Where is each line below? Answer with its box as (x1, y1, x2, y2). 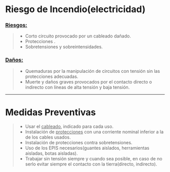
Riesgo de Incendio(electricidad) (5, 4, 146, 15)
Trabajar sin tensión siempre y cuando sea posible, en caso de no (25, 155, 163, 161)
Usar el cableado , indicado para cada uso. (25, 123, 114, 130)
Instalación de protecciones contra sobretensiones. (25, 139, 133, 145)
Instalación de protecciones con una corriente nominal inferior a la (25, 128, 164, 135)
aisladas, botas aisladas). (25, 150, 78, 156)
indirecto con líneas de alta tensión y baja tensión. (25, 84, 130, 90)
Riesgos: (5, 22, 28, 29)
